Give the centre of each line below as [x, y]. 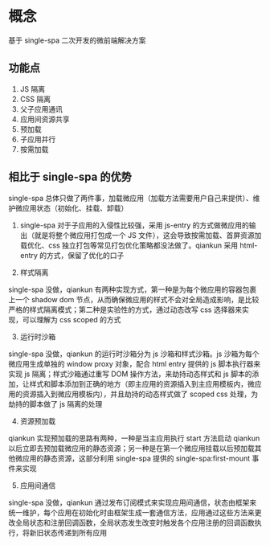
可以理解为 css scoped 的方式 [72, 319]
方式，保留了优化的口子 [86, 255]
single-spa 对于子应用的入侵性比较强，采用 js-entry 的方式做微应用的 [134, 225]
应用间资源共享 [45, 119]
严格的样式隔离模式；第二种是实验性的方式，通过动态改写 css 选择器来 [125, 309]
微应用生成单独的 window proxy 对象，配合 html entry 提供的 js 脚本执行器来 [135, 363]
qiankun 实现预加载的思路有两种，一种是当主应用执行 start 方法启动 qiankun [134, 438]
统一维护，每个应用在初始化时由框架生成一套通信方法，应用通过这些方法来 [131, 512]
